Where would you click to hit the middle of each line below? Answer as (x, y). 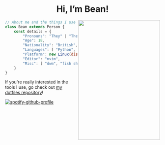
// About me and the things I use (41, 22)
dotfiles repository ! (24, 93)
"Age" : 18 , (34, 40)
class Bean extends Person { (35, 27)
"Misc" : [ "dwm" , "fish (47, 63)
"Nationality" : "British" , (50, 45)
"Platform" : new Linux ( (47, 54)
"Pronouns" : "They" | (45, 36)
